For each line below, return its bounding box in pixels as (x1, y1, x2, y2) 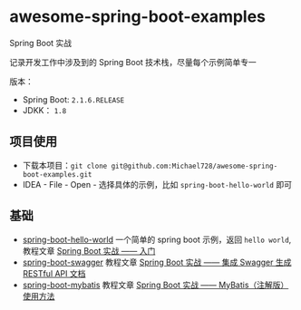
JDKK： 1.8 (22, 104, 67, 115)
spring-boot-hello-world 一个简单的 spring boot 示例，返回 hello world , (22, 234, 292, 245)
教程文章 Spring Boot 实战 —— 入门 (22, 245, 156, 256)
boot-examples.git (22, 170, 92, 179)
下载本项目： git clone (22, 160, 108, 170)
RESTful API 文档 (22, 267, 86, 278)
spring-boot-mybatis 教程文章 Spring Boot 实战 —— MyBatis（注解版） (22, 279, 289, 290)
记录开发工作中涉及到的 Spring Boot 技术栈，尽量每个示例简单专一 (9, 56, 257, 67)
